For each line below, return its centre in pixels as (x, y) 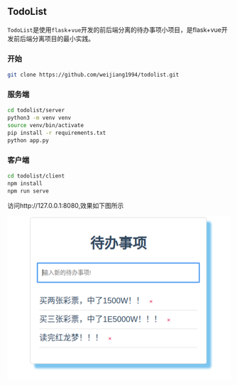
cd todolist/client (36, 176)
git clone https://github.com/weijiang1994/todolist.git (93, 75)
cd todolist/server (36, 110)
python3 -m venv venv (39, 118)
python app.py (28, 140)
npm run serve (28, 191)
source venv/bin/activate (45, 126)
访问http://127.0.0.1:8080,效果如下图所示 (66, 205)
